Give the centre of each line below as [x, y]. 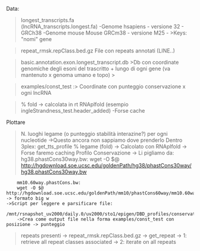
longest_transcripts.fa [47, 20]
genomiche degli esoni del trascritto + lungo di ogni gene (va [96, 69]
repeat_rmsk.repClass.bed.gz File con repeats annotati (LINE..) [98, 51]
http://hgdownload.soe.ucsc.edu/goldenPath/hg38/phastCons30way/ [106, 165]
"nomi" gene [36, 39]
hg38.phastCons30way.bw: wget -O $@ [70, 159]
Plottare [16, 122]
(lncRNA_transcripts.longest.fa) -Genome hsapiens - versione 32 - [102, 27]
